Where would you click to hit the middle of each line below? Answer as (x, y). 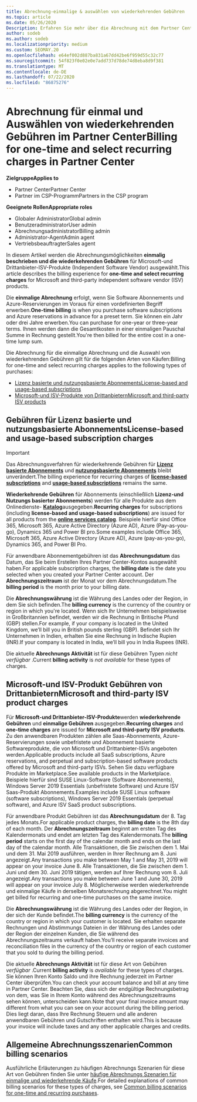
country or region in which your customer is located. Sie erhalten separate (96, 921)
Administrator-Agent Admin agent (55, 237)
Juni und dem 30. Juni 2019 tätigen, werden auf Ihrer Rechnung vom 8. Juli (97, 872)
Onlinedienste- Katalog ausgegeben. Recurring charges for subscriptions (94, 507)
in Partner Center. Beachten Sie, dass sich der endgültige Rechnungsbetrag (97, 988)
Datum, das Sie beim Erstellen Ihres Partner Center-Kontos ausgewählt (91, 562)
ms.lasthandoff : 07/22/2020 (40, 77)
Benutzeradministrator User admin (55, 225)
